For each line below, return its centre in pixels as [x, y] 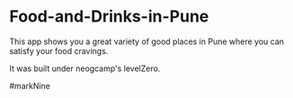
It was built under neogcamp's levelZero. [85, 68]
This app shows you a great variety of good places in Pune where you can [147, 41]
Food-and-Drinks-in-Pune [109, 17]
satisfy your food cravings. [59, 50]
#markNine [30, 85]
